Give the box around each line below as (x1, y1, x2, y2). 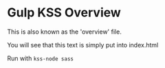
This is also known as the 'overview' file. (7, 27, 122, 36)
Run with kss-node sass (7, 54, 74, 63)
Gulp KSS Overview (7, 5, 122, 21)
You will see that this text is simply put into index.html (7, 41, 159, 49)
